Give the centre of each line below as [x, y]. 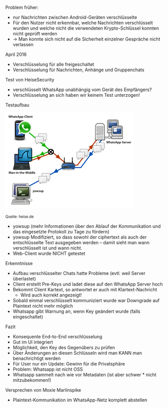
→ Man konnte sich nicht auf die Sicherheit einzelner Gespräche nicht [86, 39]
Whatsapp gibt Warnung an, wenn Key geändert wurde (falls [77, 311]
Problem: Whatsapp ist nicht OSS [48, 369]
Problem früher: [22, 7]
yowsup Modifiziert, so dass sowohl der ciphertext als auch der [80, 237]
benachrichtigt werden [37, 358]
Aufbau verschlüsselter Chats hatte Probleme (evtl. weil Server [79, 273]
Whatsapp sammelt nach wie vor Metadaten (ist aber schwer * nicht [85, 375]
